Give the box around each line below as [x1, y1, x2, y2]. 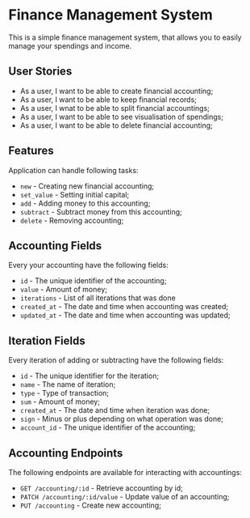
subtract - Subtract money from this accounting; [19, 206, 183, 216]
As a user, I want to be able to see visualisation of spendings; [19, 112, 224, 121]
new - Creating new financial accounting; [19, 180, 155, 191]
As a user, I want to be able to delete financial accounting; [19, 120, 213, 130]
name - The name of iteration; [19, 380, 116, 389]
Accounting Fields [8, 239, 102, 253]
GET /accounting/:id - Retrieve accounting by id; [19, 483, 183, 493]
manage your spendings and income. [8, 40, 132, 50]
